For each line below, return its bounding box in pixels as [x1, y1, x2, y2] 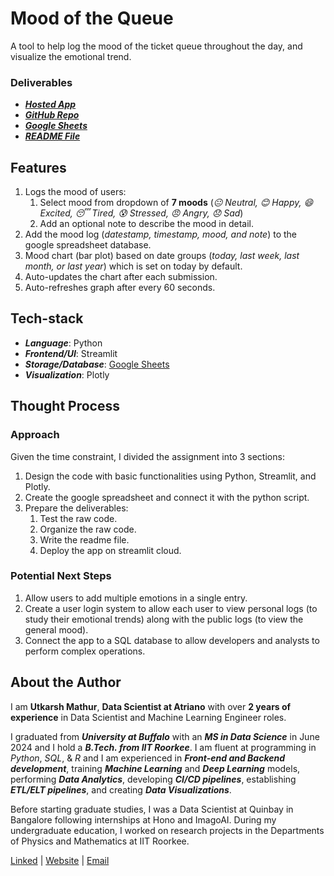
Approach [10, 428, 60, 442]
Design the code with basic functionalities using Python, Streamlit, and [24, 470, 317, 482]
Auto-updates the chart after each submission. [24, 271, 218, 283]
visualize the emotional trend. [10, 50, 132, 62]
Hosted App [24, 98, 77, 111]
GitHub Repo [24, 109, 80, 121]
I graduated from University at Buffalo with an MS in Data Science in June [10, 730, 320, 742]
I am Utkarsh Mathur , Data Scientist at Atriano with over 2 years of [10, 700, 292, 712]
